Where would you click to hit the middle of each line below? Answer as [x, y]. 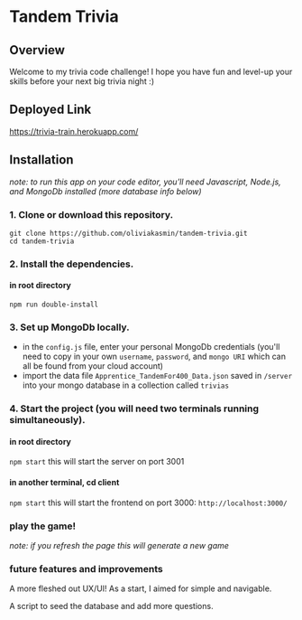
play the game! [43, 526]
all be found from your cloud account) [93, 366]
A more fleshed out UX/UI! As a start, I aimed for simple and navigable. [141, 588]
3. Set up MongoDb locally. [70, 327]
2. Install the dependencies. [72, 264]
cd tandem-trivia [42, 241]
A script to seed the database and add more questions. [111, 606]
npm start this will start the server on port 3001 [97, 462]
